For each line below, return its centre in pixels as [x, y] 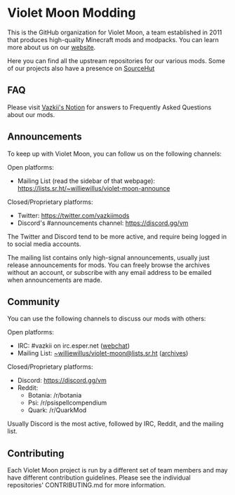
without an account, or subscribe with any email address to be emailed [109, 272]
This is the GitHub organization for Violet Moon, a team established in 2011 [115, 32]
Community [34, 302]
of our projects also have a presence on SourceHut [81, 68]
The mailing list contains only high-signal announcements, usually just [109, 257]
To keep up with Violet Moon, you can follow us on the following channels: [115, 154]
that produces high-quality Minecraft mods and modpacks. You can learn [113, 39]
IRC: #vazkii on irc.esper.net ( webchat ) [74, 346]
